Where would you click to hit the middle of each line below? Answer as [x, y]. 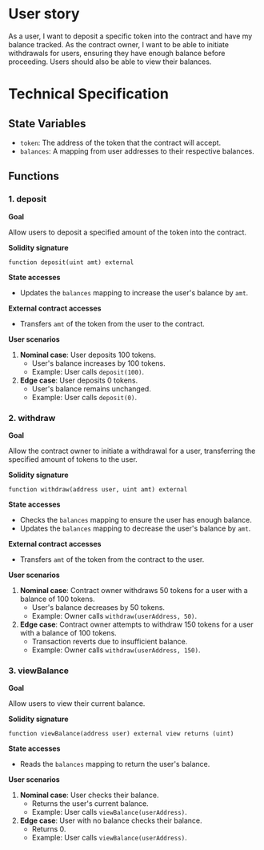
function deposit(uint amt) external [71, 262]
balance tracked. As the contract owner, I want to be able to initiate [119, 44]
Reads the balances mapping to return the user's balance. [115, 764]
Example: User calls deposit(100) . [88, 371]
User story [44, 14]
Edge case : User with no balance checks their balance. [111, 820]
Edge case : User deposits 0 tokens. [79, 380]
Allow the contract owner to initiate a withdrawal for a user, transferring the [132, 451]
